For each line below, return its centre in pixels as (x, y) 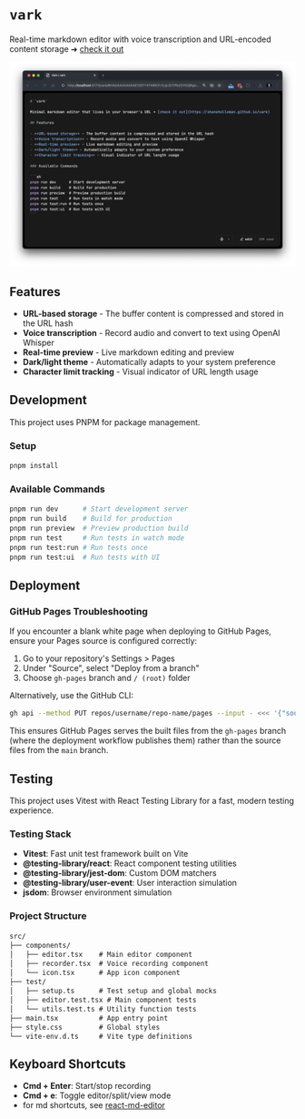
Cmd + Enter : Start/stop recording (87, 1086)
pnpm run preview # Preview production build (99, 529)
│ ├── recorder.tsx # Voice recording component (109, 963)
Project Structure (48, 916)
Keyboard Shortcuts (68, 1064)
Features (35, 292)
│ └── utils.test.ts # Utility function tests (103, 1009)
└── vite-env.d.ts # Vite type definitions (101, 1036)
